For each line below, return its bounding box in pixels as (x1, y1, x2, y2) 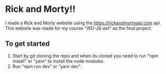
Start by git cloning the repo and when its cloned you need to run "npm (12, 53, 159, 59)
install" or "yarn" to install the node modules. (12, 58, 105, 64)
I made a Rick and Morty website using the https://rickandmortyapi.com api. (5, 20, 162, 26)
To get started (5, 40, 50, 48)
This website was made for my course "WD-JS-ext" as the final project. (5, 25, 153, 31)
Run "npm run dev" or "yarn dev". (12, 63, 82, 69)
